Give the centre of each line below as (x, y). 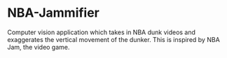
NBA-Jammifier (54, 13)
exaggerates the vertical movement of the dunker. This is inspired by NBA (114, 39)
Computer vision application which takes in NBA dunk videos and (102, 32)
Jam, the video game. (39, 47)
